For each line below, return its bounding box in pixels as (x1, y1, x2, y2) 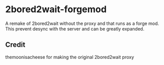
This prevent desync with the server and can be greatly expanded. (5, 25, 145, 31)
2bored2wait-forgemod (5, 4, 107, 15)
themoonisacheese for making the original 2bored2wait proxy (5, 54, 135, 60)
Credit (5, 41, 25, 49)
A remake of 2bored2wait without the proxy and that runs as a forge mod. (5, 20, 159, 26)
